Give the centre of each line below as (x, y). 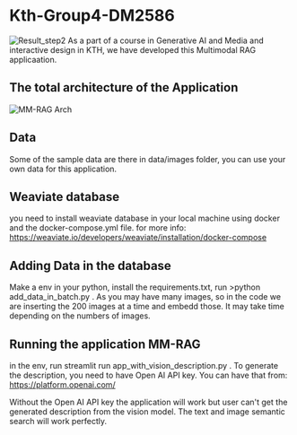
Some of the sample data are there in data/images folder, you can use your (148, 159)
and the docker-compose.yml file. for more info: (98, 228)
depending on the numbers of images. (80, 316)
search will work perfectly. (58, 421)
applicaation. (33, 59)
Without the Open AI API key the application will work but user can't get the (148, 402)
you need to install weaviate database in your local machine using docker (145, 218)
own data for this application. (63, 169)
